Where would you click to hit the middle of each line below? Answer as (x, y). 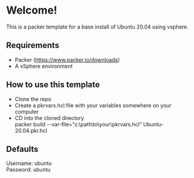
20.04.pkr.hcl (31, 131)
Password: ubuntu (28, 170)
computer (27, 112)
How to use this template (53, 85)
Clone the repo (33, 99)
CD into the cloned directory (49, 118)
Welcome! (32, 10)
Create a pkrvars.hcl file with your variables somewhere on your (93, 105)
